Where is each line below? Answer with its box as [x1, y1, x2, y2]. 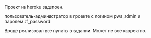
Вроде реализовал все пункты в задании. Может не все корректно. [4, 28, 147, 33]
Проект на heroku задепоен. [4, 4, 64, 10]
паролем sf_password [4, 19, 50, 24]
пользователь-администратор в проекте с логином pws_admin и [4, 13, 141, 19]
